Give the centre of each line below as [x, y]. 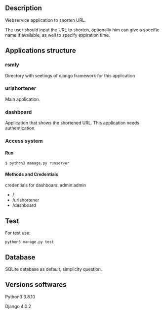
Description [23, 8]
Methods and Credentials [32, 174]
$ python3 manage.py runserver [37, 163]
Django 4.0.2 [18, 306]
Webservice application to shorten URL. [46, 20]
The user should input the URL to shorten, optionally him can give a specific [82, 30]
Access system [24, 141]
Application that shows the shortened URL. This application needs [72, 123]
